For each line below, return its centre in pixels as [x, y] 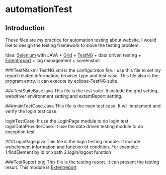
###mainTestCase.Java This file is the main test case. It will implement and [83, 106]
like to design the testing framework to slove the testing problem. [72, 45]
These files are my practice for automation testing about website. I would [81, 40]
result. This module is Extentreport [41, 167]
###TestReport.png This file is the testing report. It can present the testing [82, 162]
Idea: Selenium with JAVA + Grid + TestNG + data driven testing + [73, 55]
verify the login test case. [31, 111]
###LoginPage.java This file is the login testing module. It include [73, 141]
